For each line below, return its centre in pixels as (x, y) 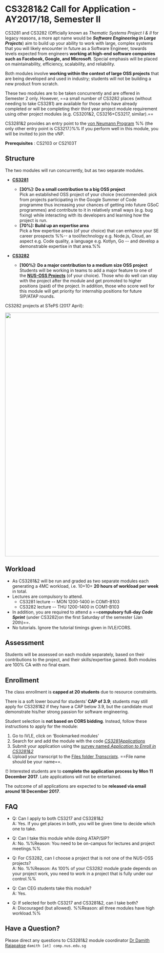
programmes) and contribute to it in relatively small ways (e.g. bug (86, 210)
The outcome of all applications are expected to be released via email (76, 786)
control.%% (24, 879)
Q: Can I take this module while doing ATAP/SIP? (61, 838)
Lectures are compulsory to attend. (47, 596)
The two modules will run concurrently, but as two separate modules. (75, 170)
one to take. (24, 829)
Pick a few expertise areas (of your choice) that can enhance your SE (89, 231)
